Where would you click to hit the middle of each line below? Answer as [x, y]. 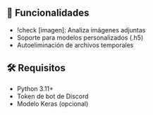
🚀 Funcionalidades [48, 13]
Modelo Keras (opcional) [53, 104]
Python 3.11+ [35, 88]
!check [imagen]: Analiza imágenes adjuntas [81, 30]
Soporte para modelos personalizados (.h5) [80, 37]
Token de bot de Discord [53, 96]
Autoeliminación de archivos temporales [75, 45]
